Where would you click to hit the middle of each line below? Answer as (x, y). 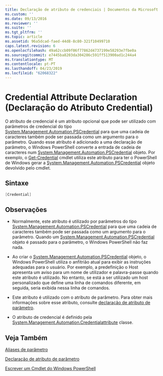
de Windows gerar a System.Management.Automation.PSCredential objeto (80, 163)
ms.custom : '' (20, 14)
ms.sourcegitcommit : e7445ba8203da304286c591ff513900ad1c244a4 (71, 55)
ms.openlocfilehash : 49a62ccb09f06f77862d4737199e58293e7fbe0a (71, 50)
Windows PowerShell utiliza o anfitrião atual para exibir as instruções (81, 262)
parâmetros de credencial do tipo (39, 126)
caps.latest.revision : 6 (30, 46)
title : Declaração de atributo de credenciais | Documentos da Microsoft (82, 10)
